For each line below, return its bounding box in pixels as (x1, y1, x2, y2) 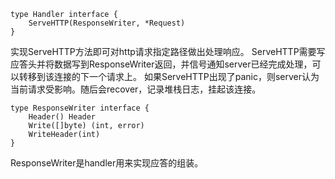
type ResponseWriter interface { (10, 103, 150, 113)
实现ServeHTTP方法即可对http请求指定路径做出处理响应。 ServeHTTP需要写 (10, 46, 326, 57)
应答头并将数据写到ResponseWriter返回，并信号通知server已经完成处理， (10, 58, 313, 70)
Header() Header (28, 112, 97, 122)
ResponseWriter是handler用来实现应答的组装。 (10, 157, 204, 169)
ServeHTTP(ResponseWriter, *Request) (28, 18, 186, 28)
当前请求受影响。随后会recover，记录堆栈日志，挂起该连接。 (10, 83, 262, 95)
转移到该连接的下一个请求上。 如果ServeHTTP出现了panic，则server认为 (18, 71, 320, 82)
